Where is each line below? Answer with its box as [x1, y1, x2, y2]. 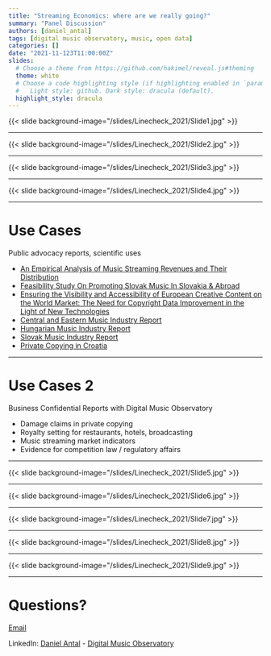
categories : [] [8, 42, 60, 50]
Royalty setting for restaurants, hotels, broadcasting [19, 428, 194, 438]
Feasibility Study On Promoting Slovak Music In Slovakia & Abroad [19, 281, 240, 291]
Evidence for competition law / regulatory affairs [19, 445, 181, 455]
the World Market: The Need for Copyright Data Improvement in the [19, 298, 244, 308]
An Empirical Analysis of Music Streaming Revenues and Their [19, 264, 227, 274]
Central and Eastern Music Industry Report [19, 315, 162, 325]
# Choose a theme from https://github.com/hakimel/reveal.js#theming [15, 64, 254, 73]
